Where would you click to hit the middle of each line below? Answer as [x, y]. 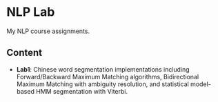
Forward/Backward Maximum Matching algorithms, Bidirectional [108, 76]
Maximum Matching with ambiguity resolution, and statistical [102, 84]
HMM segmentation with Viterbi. [82, 91]
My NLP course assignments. [48, 31]
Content [24, 53]
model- [200, 84]
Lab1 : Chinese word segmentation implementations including [103, 69]
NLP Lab [31, 12]
